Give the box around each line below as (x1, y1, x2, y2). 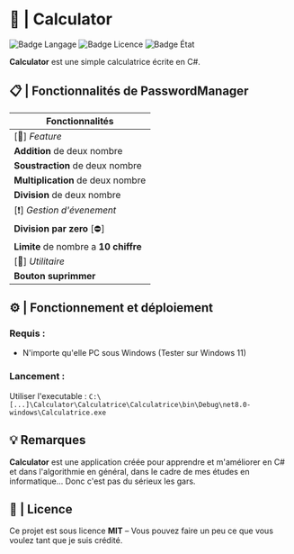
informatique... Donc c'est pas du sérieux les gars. (9, 476, 196, 486)
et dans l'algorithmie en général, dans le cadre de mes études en (9, 466, 250, 477)
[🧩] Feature (13, 130, 62, 142)
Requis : (9, 327, 46, 340)
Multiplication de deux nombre (13, 174, 147, 186)
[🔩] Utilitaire (13, 255, 65, 268)
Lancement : (9, 370, 66, 383)
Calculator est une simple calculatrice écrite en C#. (9, 56, 200, 67)
